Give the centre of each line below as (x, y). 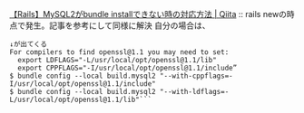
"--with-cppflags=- (196, 76)
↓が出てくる (29, 44)
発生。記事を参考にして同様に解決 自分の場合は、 (118, 25)
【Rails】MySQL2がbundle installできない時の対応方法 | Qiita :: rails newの (148, 14)
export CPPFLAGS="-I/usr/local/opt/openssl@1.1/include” (127, 68)
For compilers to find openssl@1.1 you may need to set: (119, 52)
